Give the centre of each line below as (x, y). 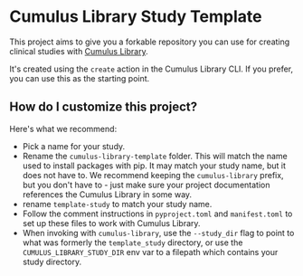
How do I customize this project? (103, 107)
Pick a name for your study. (74, 146)
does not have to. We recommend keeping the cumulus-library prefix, (153, 175)
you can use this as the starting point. (80, 78)
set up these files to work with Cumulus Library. (111, 223)
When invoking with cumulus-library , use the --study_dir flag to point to (158, 233)
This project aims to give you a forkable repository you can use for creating (150, 42)
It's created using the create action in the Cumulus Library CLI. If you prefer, (151, 69)
